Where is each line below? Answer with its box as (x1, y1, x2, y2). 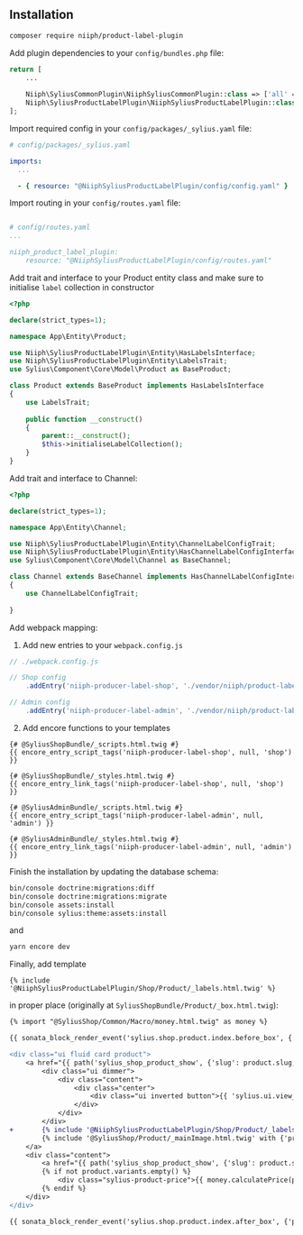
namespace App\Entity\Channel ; (9, 523, 127, 532)
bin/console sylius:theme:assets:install (9, 909, 168, 918)
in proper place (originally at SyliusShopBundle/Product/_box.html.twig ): (9, 1000, 280, 1011)
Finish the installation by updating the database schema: (9, 865, 219, 877)
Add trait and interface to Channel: (9, 472, 138, 483)
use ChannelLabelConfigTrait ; (25, 589, 140, 598)
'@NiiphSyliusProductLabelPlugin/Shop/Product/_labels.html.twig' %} (9, 984, 277, 993)
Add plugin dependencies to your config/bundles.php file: (9, 47, 225, 58)
